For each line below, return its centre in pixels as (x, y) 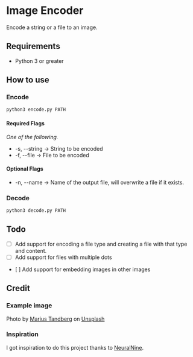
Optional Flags (25, 169)
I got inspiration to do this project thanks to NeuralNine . (75, 347)
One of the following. (32, 137)
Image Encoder (45, 11)
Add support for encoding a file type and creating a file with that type (101, 244)
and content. (31, 251)
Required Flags (26, 123)
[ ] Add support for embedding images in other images (83, 269)
